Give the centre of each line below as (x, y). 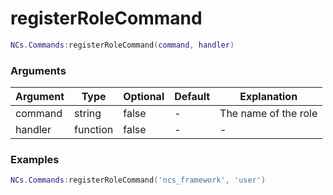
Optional (144, 97)
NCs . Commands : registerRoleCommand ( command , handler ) (122, 45)
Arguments (38, 70)
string (88, 114)
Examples (35, 160)
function (94, 130)
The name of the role (268, 114)
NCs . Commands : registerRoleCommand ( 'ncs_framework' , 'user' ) (138, 180)
